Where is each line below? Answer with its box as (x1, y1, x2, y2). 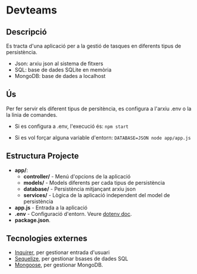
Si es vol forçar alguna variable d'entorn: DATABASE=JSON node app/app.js (14, 134, 191, 141)
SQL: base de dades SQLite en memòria (14, 66, 112, 73)
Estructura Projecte (6, 151, 79, 161)
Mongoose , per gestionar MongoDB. (14, 262, 103, 269)
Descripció (6, 27, 47, 37)
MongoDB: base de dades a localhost (14, 73, 106, 79)
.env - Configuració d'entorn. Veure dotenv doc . (14, 210, 132, 217)
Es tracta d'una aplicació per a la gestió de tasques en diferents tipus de (6, 42, 181, 49)
